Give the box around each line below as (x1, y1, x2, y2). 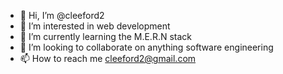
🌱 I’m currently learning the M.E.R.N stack (19, 31, 193, 42)
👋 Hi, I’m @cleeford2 (19, 10, 105, 21)
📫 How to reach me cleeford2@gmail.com (19, 53, 197, 64)
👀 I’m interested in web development (19, 20, 171, 32)
